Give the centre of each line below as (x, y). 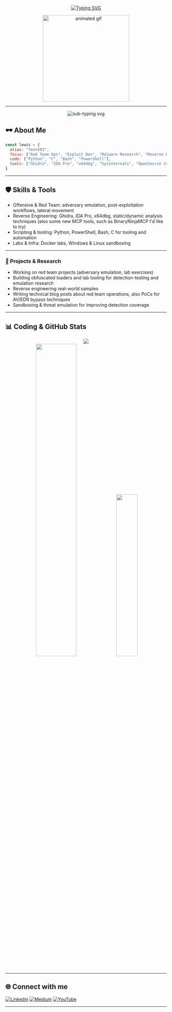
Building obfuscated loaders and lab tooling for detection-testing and (85, 278)
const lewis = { (23, 145)
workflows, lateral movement (43, 210)
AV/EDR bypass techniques (41, 299)
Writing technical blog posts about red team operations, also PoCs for (86, 294)
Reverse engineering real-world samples (56, 289)
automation (25, 237)
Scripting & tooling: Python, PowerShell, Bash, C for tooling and (79, 232)
